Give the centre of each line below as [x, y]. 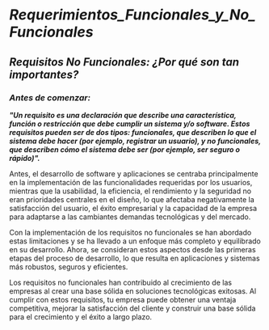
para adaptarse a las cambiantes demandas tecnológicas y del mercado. [130, 217]
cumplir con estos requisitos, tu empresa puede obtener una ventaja [123, 299]
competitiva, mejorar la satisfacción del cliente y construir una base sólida [132, 308]
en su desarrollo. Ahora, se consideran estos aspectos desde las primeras [133, 249]
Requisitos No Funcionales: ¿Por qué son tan [124, 62]
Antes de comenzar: [50, 97]
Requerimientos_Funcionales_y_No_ [132, 15]
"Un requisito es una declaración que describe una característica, [123, 115]
